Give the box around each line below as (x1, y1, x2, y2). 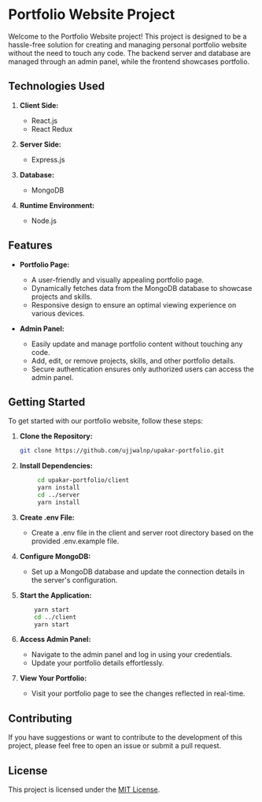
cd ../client (34, 613, 77, 621)
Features (8, 239, 53, 252)
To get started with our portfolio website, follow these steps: (8, 416, 203, 426)
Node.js (31, 215, 57, 226)
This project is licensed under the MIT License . (8, 785, 161, 794)
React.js (31, 116, 57, 125)
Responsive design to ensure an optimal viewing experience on (31, 300, 237, 309)
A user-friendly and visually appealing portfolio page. (31, 274, 205, 285)
